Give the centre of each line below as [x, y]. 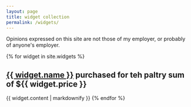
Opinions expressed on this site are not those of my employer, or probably [96, 39]
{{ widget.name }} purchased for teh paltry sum [95, 75]
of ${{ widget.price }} [46, 84]
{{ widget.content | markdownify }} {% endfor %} [66, 98]
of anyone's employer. [33, 45]
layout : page [22, 11]
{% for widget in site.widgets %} [46, 57]
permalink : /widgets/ [33, 22]
